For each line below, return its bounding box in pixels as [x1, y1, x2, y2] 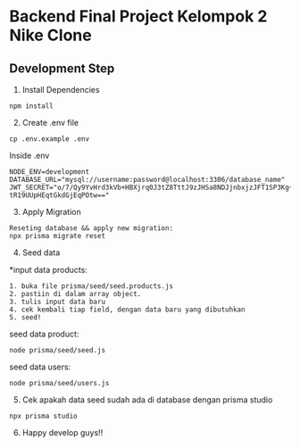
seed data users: [9, 361, 71, 372]
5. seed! [9, 313, 42, 322]
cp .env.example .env [9, 135, 90, 144]
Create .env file [21, 118, 79, 128]
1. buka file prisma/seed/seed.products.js [9, 282, 174, 291]
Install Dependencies [21, 85, 100, 95]
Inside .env [9, 150, 50, 161]
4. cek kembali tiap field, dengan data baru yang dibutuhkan [9, 305, 246, 314]
